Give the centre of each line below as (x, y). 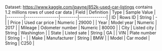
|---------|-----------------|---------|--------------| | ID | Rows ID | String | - (81, 17)
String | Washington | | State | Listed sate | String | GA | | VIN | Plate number (81, 33)
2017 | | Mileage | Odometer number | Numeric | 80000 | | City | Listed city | (81, 28)
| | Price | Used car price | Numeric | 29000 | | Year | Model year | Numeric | (81, 22)
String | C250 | (20, 43)
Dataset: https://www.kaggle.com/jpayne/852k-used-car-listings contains (79, 7)
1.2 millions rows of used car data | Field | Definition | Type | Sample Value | (81, 12)
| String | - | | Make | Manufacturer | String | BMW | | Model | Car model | (78, 38)
